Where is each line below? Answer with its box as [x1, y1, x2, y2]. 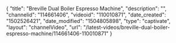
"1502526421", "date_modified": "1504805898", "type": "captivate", [6, 18, 171, 24]
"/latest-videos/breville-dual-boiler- [83, 24, 170, 31]
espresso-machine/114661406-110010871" [6, 30, 109, 37]
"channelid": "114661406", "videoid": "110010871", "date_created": [6, 11, 167, 18]
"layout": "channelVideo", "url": [6, 24, 83, 31]
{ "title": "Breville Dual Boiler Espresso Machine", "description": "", [6, 5, 167, 12]
